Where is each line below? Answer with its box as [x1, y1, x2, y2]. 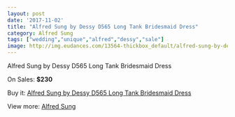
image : [7, 42, 27, 49]
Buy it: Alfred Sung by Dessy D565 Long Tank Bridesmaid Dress [7, 88, 192, 97]
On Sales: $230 [7, 75, 53, 84]
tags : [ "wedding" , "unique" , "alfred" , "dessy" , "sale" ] [7, 36, 164, 43]
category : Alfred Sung [7, 29, 73, 37]
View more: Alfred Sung [7, 102, 76, 110]
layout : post [7, 10, 45, 17]
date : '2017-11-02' [7, 17, 64, 24]
